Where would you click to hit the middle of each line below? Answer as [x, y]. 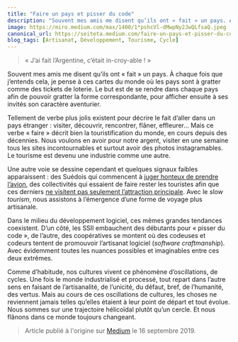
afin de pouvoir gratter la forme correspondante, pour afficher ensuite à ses [118, 97]
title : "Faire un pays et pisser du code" [71, 14]
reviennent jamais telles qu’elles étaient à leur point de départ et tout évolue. [119, 302]
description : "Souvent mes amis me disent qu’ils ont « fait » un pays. [117, 21]
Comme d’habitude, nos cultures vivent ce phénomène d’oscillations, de [113, 272]
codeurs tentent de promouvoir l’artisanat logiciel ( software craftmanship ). [116, 243]
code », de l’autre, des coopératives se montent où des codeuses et [107, 236]
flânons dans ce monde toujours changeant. [72, 317]
